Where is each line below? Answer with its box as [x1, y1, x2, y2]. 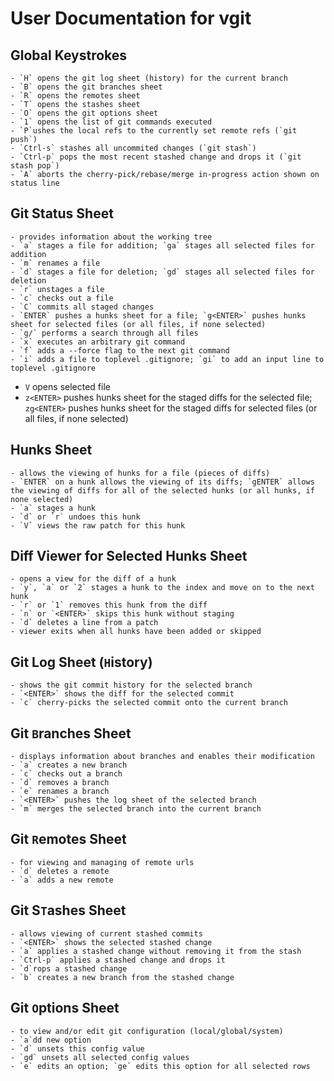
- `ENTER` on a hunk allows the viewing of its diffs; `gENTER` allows [10, 477, 315, 487]
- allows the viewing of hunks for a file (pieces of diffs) [10, 468, 271, 478]
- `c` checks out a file [10, 293, 114, 303]
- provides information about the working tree [10, 232, 213, 242]
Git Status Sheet [10, 205, 114, 222]
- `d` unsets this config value [10, 1043, 145, 1054]
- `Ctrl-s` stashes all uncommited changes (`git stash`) [10, 143, 257, 153]
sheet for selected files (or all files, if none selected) [10, 319, 267, 329]
